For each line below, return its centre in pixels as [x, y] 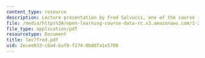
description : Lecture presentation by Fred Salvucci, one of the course [101, 18]
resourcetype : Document [37, 34]
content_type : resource [37, 12]
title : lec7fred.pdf [33, 40]
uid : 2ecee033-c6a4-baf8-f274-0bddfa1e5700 [63, 46]
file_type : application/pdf [42, 29]
